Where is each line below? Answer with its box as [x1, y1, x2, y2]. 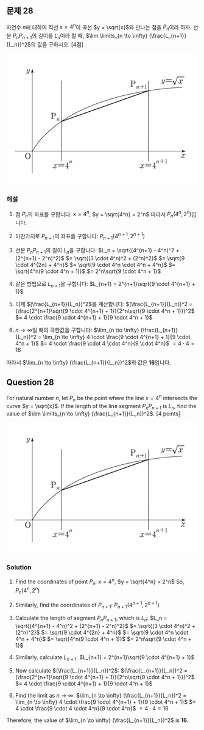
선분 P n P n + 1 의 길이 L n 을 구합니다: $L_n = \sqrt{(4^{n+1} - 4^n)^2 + [15, 246, 180, 255]
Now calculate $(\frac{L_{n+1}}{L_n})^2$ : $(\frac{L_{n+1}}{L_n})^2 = [15, 667, 188, 674]
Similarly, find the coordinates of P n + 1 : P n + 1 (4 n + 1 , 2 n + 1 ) [15, 600, 160, 610]
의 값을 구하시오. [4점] [30, 41, 84, 48]
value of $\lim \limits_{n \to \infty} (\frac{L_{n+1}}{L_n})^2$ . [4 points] [6, 410, 181, 417]
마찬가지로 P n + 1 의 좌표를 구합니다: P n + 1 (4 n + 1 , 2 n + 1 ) [15, 232, 145, 241]
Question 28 [6, 377, 54, 387]
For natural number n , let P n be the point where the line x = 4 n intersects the [6, 393, 198, 403]
